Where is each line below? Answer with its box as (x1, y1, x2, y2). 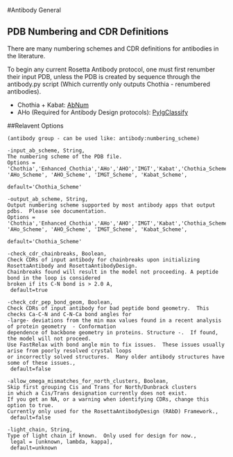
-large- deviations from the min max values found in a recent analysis (7, 317, 222, 324)
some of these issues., (7, 359, 76, 366)
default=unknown (10, 444, 58, 451)
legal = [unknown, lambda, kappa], (10, 438, 113, 445)
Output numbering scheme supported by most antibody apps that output (7, 201, 216, 209)
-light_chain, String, (7, 426, 73, 433)
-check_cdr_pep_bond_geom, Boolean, (7, 298, 113, 306)
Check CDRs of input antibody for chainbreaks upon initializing (7, 256, 200, 263)
